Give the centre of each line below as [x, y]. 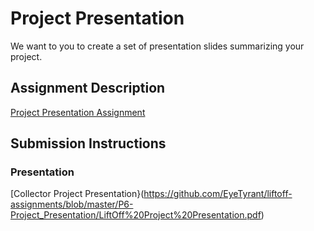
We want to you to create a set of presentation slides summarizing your [157, 46]
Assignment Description [88, 88]
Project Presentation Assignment [78, 112]
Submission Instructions [88, 143]
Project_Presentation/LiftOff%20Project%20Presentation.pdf [136, 215]
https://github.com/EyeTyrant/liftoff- [218, 194]
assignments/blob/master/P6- [72, 204]
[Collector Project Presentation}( [77, 194]
